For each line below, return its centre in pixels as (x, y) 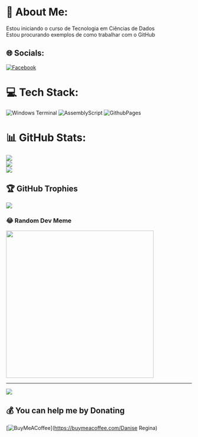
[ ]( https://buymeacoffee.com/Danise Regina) (82, 428)
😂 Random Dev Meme (39, 221)
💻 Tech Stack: (42, 92)
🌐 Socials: (25, 53)
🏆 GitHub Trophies (42, 189)
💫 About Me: (37, 12)
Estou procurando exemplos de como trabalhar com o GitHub (81, 34)
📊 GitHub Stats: (46, 137)
